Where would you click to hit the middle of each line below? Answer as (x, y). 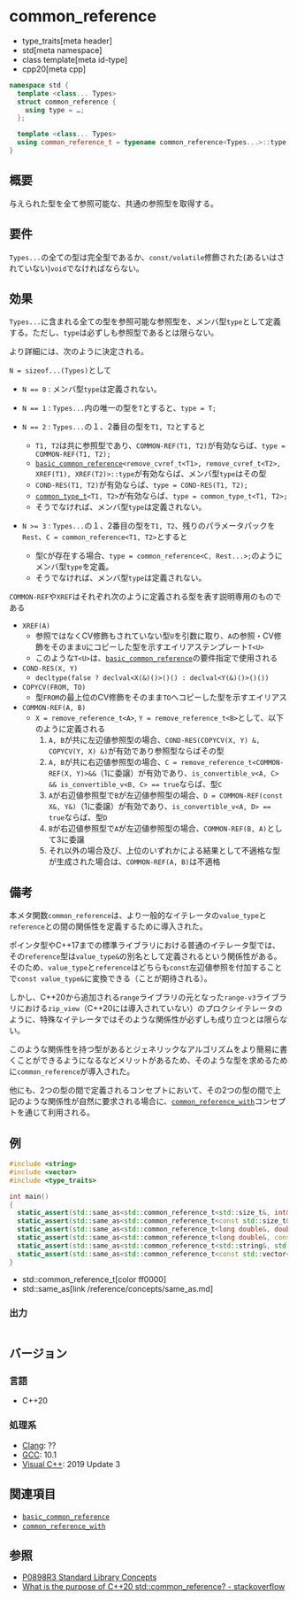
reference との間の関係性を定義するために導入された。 (108, 926)
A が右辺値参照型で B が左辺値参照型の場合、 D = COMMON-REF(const (165, 795)
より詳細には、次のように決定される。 (79, 352)
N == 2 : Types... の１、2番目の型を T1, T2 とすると (114, 427)
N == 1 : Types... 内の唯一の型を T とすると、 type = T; (119, 408)
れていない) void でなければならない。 (76, 268)
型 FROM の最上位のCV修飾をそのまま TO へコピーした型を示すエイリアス (161, 698)
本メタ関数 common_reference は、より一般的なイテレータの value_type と (138, 916)
